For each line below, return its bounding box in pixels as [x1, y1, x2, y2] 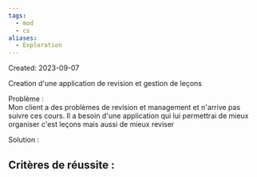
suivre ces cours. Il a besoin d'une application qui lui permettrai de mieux [8, 111, 249, 120]
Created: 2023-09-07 [8, 63, 80, 73]
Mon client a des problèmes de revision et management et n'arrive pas [8, 103, 241, 112]
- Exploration [15, 41, 62, 49]
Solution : [8, 135, 40, 144]
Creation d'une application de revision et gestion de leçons [8, 79, 202, 88]
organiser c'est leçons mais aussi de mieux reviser [8, 120, 175, 129]
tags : [8, 11, 26, 20]
